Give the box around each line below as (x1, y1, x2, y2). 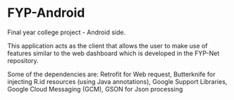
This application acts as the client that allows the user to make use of (7, 41, 208, 50)
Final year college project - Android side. (7, 28, 125, 36)
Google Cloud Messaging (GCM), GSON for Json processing (7, 85, 183, 93)
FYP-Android (7, 5, 85, 21)
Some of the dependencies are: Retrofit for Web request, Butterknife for (7, 70, 216, 78)
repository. (7, 56, 39, 64)
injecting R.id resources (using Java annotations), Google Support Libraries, (7, 77, 228, 85)
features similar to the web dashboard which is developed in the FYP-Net (7, 49, 220, 57)
